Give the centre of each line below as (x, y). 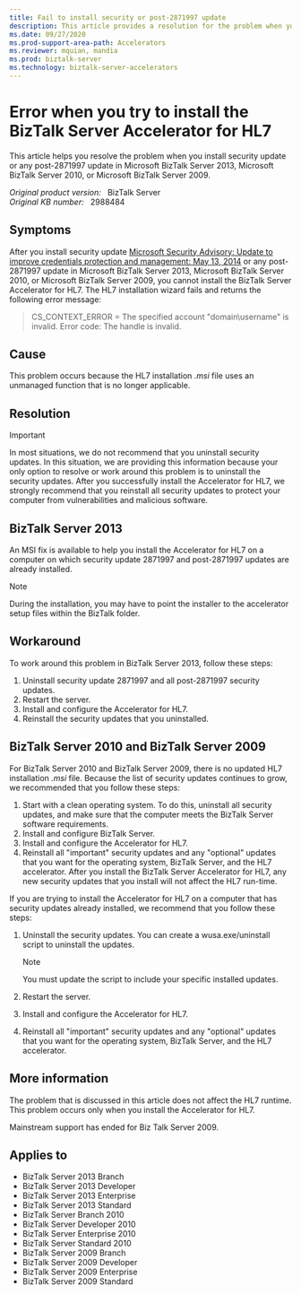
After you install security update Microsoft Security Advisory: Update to (141, 251)
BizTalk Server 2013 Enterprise (79, 1196)
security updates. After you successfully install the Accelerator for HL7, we (147, 482)
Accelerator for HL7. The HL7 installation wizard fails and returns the (135, 290)
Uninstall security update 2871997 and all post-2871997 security (141, 680)
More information (59, 1078)
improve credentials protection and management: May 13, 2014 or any (138, 261)
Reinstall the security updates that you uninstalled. (115, 718)
